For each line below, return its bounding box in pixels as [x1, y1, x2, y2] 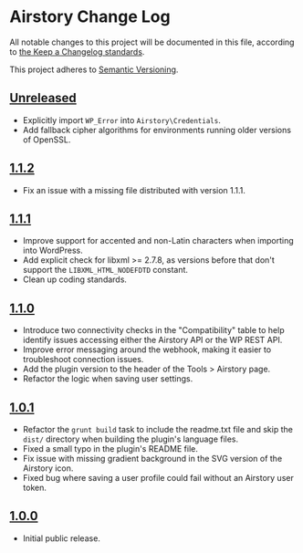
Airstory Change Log [9, 6, 171, 27]
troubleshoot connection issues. [22, 354, 144, 365]
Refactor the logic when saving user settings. [22, 373, 193, 384]
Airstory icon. [22, 463, 74, 474]
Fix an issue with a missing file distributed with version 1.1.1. [22, 184, 246, 195]
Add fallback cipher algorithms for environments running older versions [22, 124, 292, 135]
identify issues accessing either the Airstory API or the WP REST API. [22, 335, 283, 346]
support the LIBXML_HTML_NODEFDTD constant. [22, 265, 189, 276]
